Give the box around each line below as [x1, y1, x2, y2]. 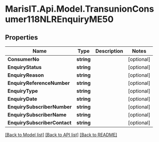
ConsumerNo [7, 56, 40, 62]
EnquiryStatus [7, 64, 42, 70]
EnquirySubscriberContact [7, 120, 72, 126]
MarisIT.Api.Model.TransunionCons [5, 3, 154, 15]
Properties [5, 33, 38, 41]
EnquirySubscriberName [7, 111, 67, 118]
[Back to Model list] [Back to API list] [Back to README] [5, 132, 117, 138]
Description [95, 48, 123, 54]
